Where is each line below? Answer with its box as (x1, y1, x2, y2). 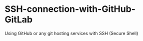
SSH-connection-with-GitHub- (4, 3, 136, 15)
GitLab (4, 14, 33, 25)
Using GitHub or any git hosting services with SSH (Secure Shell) (4, 30, 138, 36)
